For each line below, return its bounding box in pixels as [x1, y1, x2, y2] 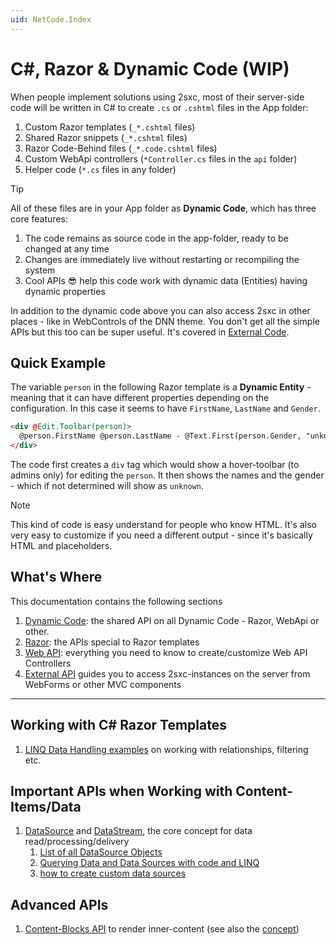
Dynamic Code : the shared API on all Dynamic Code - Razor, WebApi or [24, 614, 320, 626]
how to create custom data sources [39, 867, 187, 880]
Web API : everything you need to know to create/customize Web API [24, 646, 308, 658]
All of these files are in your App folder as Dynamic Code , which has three [10, 202, 317, 214]
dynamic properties [24, 285, 106, 297]
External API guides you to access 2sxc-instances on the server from [24, 667, 311, 680]
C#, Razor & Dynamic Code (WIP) [10, 57, 290, 80]
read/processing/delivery [24, 836, 130, 848]
